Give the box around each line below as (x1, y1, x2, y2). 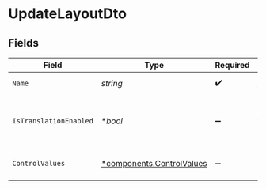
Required (215, 60, 250, 70)
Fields (8, 36, 40, 50)
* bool (101, 115, 123, 127)
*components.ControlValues (101, 158, 207, 168)
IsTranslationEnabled (12, 116, 93, 125)
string (101, 78, 123, 89)
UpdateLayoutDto (8, 5, 127, 23)
